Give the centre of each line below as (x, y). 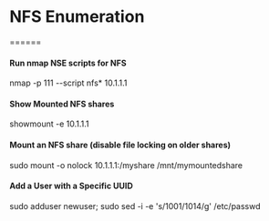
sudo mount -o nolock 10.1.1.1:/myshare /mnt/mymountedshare (126, 165)
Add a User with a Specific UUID (72, 186)
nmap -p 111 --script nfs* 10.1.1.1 (68, 83)
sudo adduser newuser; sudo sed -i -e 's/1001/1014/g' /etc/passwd (135, 206)
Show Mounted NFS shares (62, 104)
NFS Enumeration (77, 17)
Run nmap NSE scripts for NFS (68, 63)
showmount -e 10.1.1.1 (49, 124)
